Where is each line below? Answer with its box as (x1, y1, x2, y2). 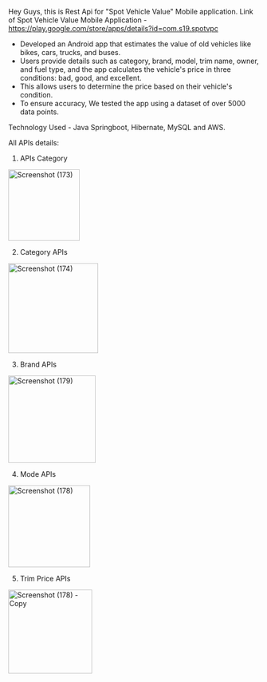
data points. (19, 107, 60, 117)
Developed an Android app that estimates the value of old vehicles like (19, 39, 252, 49)
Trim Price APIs (19, 574, 71, 583)
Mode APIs (19, 470, 57, 478)
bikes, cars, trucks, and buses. (19, 48, 121, 57)
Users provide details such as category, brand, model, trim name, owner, (19, 56, 259, 65)
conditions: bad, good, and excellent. (19, 73, 142, 82)
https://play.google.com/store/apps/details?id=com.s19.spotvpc (8, 24, 219, 33)
